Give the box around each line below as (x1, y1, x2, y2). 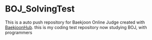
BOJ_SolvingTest (5, 3, 75, 14)
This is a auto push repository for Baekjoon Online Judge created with (5, 19, 145, 25)
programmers (5, 29, 33, 35)
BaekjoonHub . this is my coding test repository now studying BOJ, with (5, 24, 147, 30)
